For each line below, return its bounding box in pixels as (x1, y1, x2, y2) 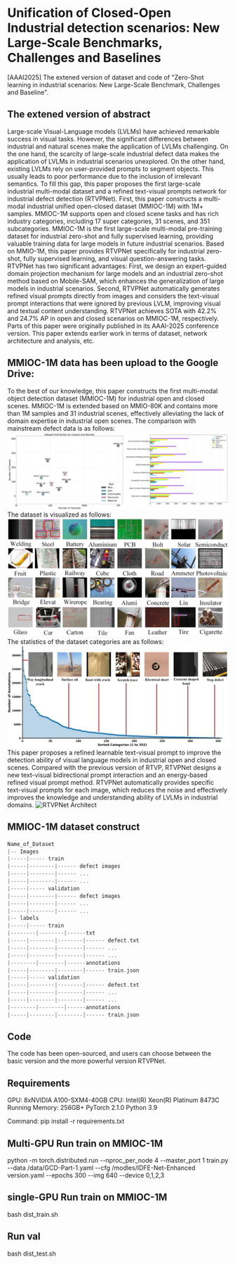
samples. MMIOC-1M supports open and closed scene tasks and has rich (7, 209, 220, 217)
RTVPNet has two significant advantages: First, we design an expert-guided (7, 262, 227, 270)
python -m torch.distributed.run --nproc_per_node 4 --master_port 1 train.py (7, 1156, 229, 1165)
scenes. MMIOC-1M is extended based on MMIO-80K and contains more (7, 401, 218, 410)
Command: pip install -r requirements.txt (7, 1117, 125, 1125)
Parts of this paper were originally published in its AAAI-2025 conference (7, 322, 219, 330)
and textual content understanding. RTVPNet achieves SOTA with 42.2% (7, 306, 217, 315)
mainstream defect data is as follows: (7, 424, 116, 432)
